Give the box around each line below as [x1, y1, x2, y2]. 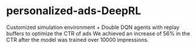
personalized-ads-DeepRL [6, 4, 141, 18]
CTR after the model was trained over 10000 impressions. [6, 36, 149, 43]
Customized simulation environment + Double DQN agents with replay [6, 24, 180, 31]
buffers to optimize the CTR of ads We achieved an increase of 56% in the [6, 30, 191, 37]
